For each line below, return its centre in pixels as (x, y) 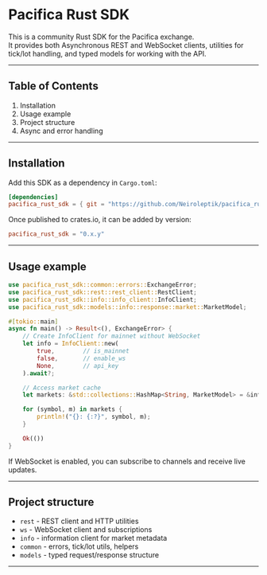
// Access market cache (62, 388)
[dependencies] (33, 197)
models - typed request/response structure (89, 555)
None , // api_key (78, 366)
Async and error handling (61, 131)
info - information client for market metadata (93, 538)
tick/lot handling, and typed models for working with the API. (107, 53)
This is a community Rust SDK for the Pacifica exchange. (101, 37)
